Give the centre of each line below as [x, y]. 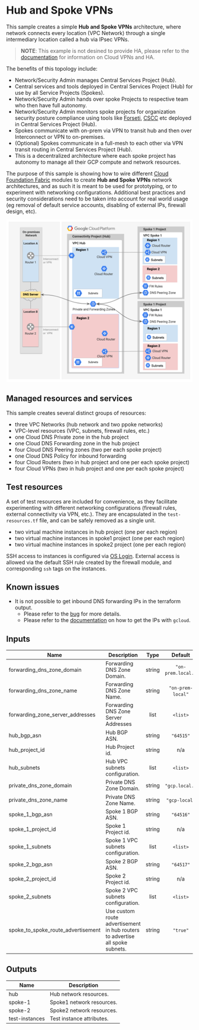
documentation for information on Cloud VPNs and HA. [88, 57]
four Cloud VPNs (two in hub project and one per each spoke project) [99, 468]
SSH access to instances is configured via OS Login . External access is [93, 556]
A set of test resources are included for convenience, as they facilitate [92, 501]
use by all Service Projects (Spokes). [60, 93]
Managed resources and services [69, 399]
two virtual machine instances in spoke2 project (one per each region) [100, 544]
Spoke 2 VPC [122, 891]
